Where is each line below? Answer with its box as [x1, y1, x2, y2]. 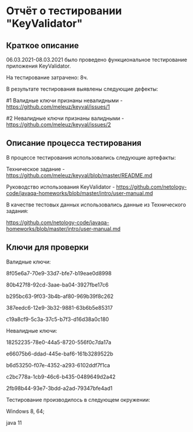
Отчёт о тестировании [6, 4, 123, 18]
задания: [6, 207, 28, 214]
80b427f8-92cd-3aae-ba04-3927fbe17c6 [6, 281, 109, 288]
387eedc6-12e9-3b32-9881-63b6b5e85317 [6, 304, 113, 311]
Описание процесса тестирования [6, 138, 142, 148]
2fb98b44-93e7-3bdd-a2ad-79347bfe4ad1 [6, 385, 112, 392]
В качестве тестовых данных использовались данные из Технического [6, 201, 186, 208]
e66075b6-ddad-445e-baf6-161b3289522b [6, 350, 114, 357]
